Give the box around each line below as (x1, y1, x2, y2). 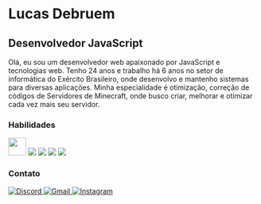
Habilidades (8, 119, 56, 130)
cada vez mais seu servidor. (8, 100, 100, 109)
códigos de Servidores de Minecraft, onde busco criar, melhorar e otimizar (8, 91, 253, 100)
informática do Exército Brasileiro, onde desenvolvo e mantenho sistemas (8, 75, 249, 83)
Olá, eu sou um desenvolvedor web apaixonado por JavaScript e (8, 57, 220, 67)
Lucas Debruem (8, 5, 115, 23)
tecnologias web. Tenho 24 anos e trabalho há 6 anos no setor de (8, 66, 224, 75)
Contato (8, 168, 41, 179)
